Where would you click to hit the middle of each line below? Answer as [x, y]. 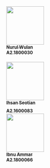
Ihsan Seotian [21, 103]
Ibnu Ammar [20, 155]
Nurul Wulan [20, 47]
